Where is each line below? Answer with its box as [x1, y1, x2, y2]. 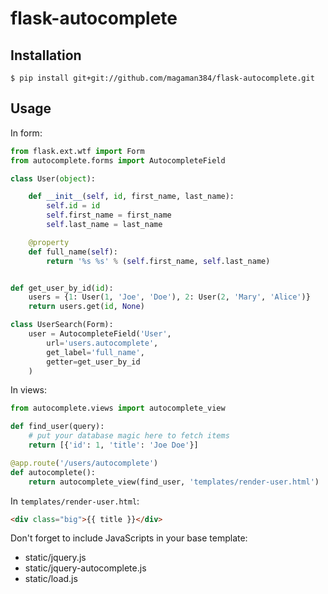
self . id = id [46, 201, 101, 211]
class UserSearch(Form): [10, 320, 114, 330]
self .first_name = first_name [46, 210, 172, 221]
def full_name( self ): [28, 247, 118, 257]
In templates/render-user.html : [10, 495, 140, 507]
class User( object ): [10, 173, 97, 184]
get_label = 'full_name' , [46, 347, 145, 357]
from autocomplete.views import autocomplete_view [10, 403, 226, 414]
